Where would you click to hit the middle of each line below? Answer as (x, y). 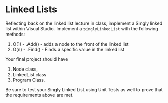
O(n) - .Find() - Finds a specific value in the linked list (68, 49)
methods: (15, 34)
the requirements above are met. (39, 95)
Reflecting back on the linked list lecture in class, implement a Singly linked (84, 23)
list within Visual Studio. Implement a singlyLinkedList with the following (82, 28)
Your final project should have (37, 59)
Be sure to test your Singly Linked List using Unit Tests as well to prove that (84, 89)
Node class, (25, 69)
